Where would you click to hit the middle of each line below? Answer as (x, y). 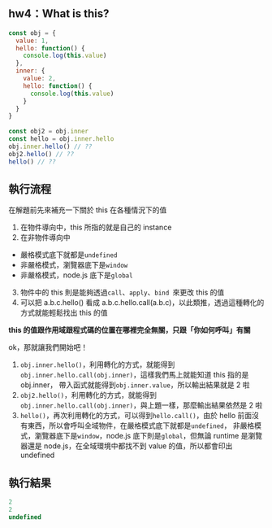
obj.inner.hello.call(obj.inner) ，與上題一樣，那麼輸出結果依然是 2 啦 (141, 405)
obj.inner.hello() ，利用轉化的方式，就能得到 (97, 364)
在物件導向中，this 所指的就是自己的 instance (96, 227)
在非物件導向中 (45, 238)
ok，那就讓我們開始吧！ (48, 347)
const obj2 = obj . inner (49, 132)
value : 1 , (32, 41)
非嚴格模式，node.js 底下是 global (76, 275)
